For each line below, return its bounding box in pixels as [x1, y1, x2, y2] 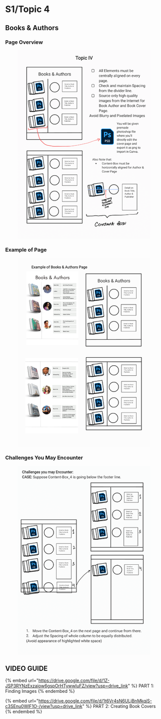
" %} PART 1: [127, 683, 154, 689]
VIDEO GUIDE [5, 664, 48, 673]
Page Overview [5, 39, 43, 46]
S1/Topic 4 [5, 4, 50, 15]
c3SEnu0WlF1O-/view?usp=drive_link [5, 703, 82, 709]
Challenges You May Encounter [5, 454, 83, 461]
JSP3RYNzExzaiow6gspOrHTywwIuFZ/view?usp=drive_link [5, 683, 128, 689]
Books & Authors [5, 24, 59, 32]
